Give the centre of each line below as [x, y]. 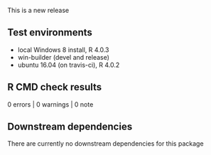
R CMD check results [55, 87]
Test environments [50, 32]
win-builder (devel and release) [64, 57]
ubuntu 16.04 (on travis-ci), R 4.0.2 [69, 65]
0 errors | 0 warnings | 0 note [50, 104]
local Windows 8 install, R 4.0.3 [63, 50]
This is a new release [38, 10]
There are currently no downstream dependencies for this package [105, 144]
